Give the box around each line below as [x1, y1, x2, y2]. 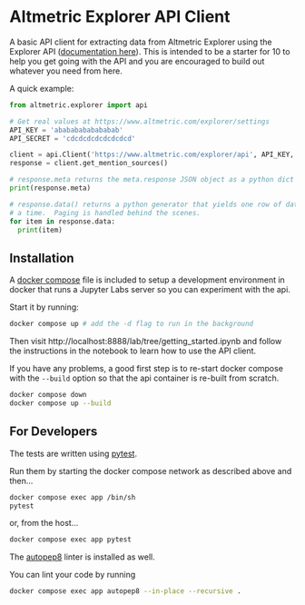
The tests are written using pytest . [9, 448, 138, 459]
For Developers [9, 424, 98, 440]
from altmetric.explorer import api [9, 100, 148, 110]
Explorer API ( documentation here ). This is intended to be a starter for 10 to [9, 45, 290, 56]
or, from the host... [9, 518, 79, 529]
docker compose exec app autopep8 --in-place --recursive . [9, 587, 242, 596]
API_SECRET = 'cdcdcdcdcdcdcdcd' [9, 134, 136, 143]
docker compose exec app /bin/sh [9, 492, 136, 501]
